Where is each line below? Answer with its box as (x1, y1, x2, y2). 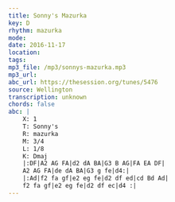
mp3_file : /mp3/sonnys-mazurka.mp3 (8, 64, 126, 72)
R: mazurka (22, 130, 59, 138)
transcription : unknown (8, 93, 87, 101)
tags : (8, 56, 26, 64)
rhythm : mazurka (8, 26, 62, 34)
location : (8, 49, 41, 56)
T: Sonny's (22, 122, 59, 130)
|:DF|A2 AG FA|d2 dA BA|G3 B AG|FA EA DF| (22, 160, 165, 168)
